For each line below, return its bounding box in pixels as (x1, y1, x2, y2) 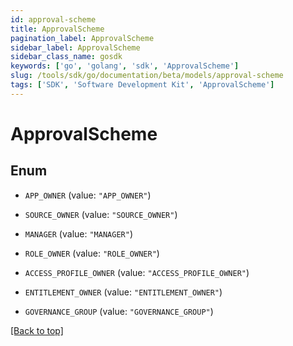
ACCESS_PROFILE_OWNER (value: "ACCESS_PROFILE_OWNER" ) (24, 266, 250, 278)
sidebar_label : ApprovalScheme (10, 42, 141, 53)
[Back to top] (10, 324, 64, 336)
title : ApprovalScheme (10, 24, 105, 34)
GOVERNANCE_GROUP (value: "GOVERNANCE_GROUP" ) (24, 305, 214, 317)
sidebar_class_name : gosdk (10, 52, 123, 62)
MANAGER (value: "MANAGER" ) (24, 227, 133, 240)
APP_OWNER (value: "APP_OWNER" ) (24, 189, 152, 201)
